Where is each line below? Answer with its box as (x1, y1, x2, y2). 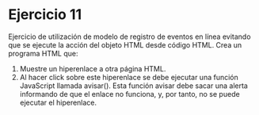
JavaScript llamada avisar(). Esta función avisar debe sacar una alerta (19, 81, 248, 90)
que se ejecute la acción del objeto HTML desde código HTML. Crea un (8, 40, 242, 49)
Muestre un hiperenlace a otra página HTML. (19, 63, 166, 73)
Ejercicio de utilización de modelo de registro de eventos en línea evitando (8, 32, 251, 41)
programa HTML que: (8, 48, 78, 58)
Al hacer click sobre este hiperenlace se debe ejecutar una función (19, 72, 239, 82)
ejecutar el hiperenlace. (19, 98, 97, 107)
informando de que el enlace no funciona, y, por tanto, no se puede (19, 89, 240, 98)
